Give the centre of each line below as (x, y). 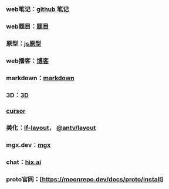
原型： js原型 (24, 43)
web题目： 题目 (27, 26)
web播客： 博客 (27, 61)
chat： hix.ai (24, 162)
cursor (16, 111)
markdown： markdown (40, 78)
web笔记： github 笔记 (38, 9)
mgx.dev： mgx (28, 145)
